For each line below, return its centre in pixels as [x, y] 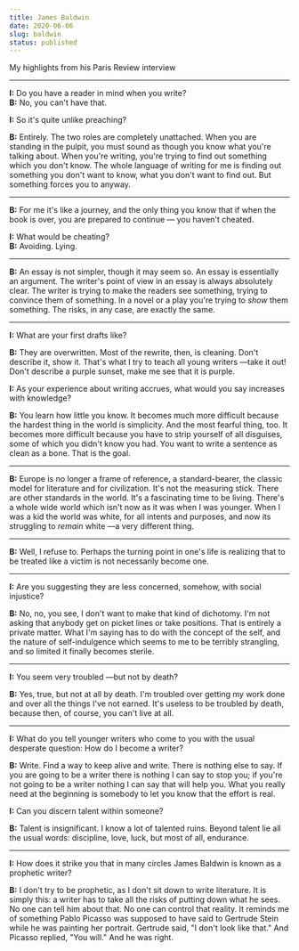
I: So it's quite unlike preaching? [68, 120]
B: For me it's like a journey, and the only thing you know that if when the [143, 210]
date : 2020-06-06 [41, 26]
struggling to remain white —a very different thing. [101, 526]
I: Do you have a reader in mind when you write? [98, 93]
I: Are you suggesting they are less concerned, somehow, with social [135, 587]
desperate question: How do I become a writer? [97, 748]
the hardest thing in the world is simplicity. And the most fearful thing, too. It [148, 425]
